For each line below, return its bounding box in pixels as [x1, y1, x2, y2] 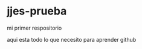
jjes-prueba [7, 4, 67, 18]
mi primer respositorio [7, 24, 62, 31]
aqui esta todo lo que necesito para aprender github [7, 36, 137, 43]
